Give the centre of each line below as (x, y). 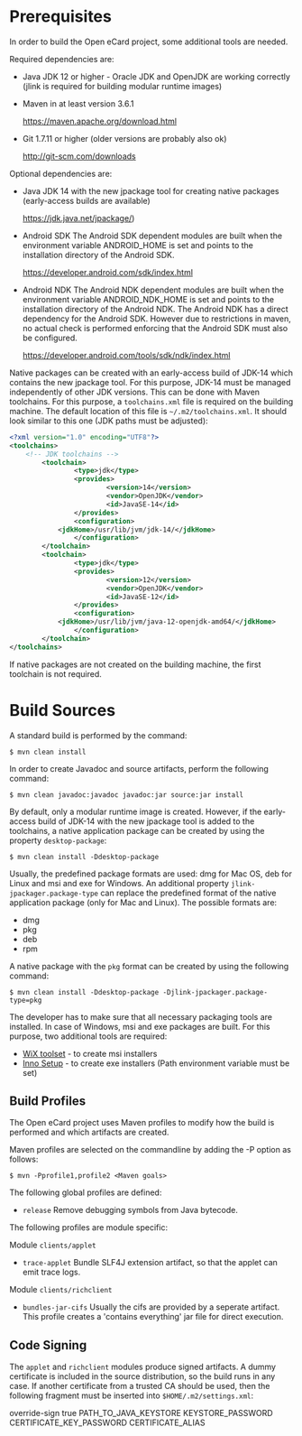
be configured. (50, 338)
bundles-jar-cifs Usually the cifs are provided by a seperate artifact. (151, 1307)
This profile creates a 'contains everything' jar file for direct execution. (153, 1317)
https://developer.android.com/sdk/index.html (108, 272)
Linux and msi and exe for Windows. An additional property (119, 883)
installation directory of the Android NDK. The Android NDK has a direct (155, 309)
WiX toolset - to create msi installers (90, 1053)
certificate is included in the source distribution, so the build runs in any (142, 1376)
